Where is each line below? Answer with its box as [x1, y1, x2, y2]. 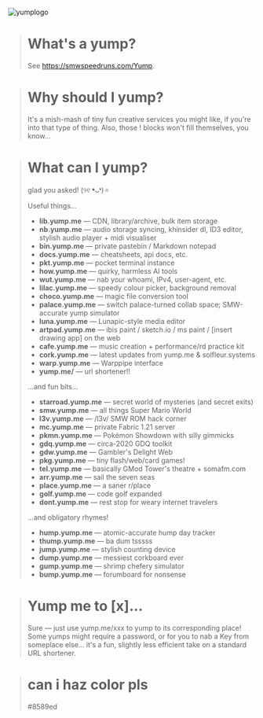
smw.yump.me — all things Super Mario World [38, 405, 192, 414]
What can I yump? [27, 159, 148, 177]
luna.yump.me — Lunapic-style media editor [38, 316, 186, 326]
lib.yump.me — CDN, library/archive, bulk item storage [38, 216, 218, 226]
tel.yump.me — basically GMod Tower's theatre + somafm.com [38, 464, 247, 473]
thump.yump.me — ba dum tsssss [38, 536, 153, 546]
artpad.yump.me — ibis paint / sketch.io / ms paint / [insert [38, 325, 233, 334]
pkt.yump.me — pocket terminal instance [38, 258, 175, 267]
